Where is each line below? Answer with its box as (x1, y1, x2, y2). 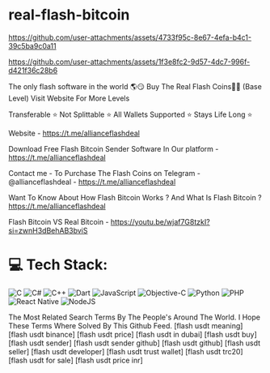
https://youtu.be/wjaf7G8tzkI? (110, 217, 210, 226)
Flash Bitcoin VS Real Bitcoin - (8, 217, 109, 226)
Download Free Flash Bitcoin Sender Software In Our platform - (8, 144, 219, 153)
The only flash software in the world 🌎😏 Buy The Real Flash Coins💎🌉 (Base (8, 81, 263, 91)
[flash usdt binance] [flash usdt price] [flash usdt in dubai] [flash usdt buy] (8, 329, 257, 339)
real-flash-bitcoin (8, 6, 130, 24)
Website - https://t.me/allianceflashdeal (8, 128, 140, 138)
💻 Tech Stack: (8, 255, 108, 274)
